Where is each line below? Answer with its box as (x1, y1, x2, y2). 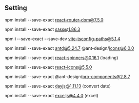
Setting (4, 4, 27, 12)
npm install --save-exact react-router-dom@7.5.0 (4, 17, 103, 22)
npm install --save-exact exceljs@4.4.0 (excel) (4, 92, 99, 98)
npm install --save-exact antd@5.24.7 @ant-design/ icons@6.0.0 (4, 45, 135, 51)
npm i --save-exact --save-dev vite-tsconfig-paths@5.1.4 (4, 36, 120, 41)
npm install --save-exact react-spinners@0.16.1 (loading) (4, 55, 118, 61)
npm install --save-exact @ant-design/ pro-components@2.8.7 (4, 73, 130, 80)
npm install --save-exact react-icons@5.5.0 (4, 64, 92, 70)
